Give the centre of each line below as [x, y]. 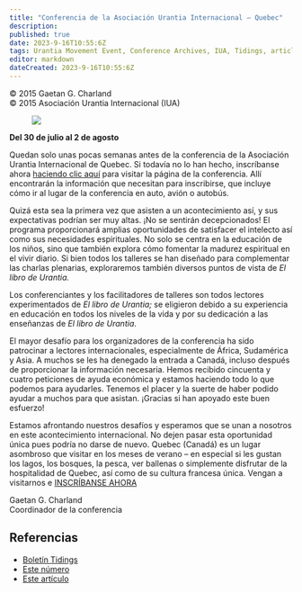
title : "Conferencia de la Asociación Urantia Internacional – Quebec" [146, 18]
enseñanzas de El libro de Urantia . [73, 323]
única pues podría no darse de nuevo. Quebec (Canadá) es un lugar [135, 444]
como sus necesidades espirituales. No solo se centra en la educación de [146, 238]
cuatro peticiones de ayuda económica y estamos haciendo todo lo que [142, 379]
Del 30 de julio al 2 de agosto [64, 137]
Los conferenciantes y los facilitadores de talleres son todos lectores [137, 294]
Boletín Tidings [50, 560]
